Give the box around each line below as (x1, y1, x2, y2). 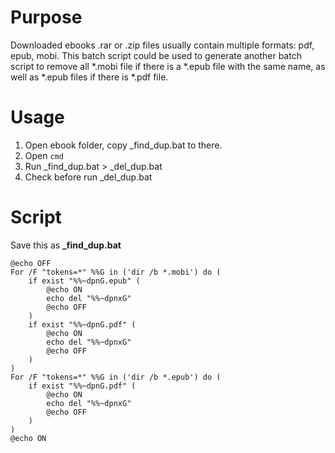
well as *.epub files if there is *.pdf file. (10, 71, 169, 83)
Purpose (10, 6, 83, 29)
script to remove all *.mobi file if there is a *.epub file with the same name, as (10, 60, 326, 72)
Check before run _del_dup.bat (24, 171, 153, 183)
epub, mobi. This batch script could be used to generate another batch (10, 49, 302, 61)
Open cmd (24, 149, 64, 161)
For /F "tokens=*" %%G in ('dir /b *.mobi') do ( (10, 267, 222, 277)
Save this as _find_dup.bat (10, 239, 122, 251)
